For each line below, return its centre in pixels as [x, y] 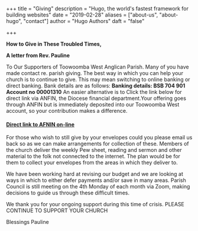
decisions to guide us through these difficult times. [68, 193]
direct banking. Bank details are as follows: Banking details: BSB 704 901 [96, 86]
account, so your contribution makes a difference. [67, 111]
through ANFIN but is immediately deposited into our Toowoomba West [93, 105]
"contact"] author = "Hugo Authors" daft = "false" [84, 21]
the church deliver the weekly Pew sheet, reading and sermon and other [94, 150]
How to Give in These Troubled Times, [54, 44]
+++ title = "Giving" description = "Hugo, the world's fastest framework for [98, 9]
